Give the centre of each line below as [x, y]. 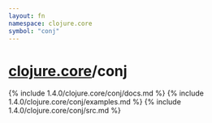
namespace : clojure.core [50, 23]
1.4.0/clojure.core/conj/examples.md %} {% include [95, 102]
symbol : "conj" [34, 31]
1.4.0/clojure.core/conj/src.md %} [65, 111]
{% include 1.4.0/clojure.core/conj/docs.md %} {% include [106, 93]
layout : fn [27, 16]
